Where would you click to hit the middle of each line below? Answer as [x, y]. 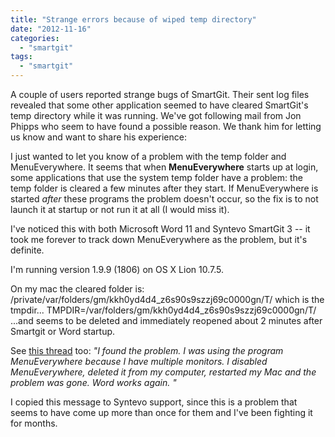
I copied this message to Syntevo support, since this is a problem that [154, 402]
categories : [35, 38]
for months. [34, 423]
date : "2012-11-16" [51, 29]
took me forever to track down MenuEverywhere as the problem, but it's [159, 239]
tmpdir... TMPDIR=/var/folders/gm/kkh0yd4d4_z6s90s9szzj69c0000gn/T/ [163, 310]
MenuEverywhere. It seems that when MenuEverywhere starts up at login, [164, 167]
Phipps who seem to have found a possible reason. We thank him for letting [166, 126]
